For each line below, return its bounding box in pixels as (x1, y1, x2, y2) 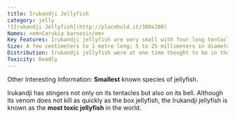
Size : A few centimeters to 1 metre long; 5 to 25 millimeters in (7, 43, 205, 50)
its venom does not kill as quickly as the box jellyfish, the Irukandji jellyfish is (7, 96, 228, 104)
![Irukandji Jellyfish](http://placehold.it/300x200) (7, 23, 168, 30)
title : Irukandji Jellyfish (7, 10, 90, 17)
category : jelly (7, 17, 55, 24)
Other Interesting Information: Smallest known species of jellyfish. (7, 75, 199, 83)
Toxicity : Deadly (7, 56, 58, 63)
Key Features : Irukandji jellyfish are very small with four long (7, 36, 205, 43)
